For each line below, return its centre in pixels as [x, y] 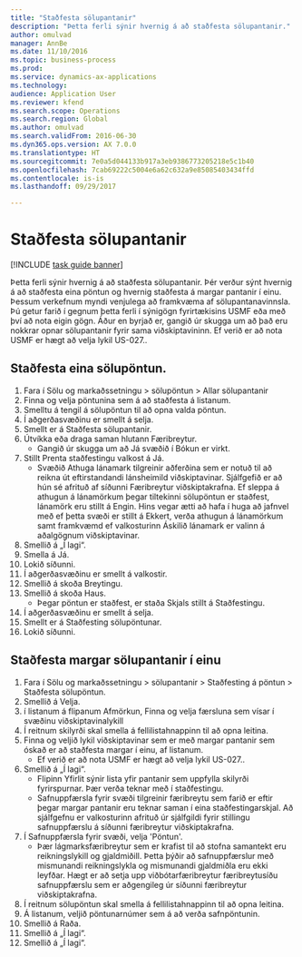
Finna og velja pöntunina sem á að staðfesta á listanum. [127, 400]
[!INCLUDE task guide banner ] [67, 265]
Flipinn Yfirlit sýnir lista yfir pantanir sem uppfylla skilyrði [143, 778]
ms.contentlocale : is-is [57, 178]
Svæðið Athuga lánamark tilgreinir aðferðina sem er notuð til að [155, 468]
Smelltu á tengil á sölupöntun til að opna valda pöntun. [125, 409]
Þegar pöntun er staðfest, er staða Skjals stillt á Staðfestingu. [151, 602]
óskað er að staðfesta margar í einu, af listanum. [113, 749]
